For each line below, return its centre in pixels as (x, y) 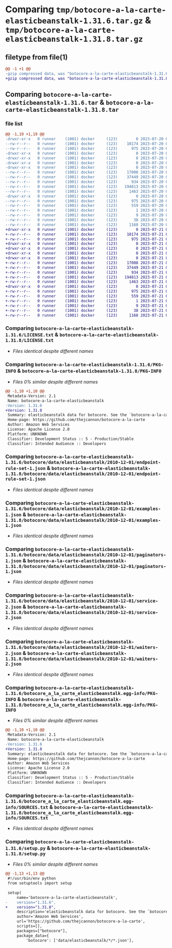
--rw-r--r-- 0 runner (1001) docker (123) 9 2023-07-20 (84, 215)
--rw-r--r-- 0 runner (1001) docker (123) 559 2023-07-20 (84, 206)
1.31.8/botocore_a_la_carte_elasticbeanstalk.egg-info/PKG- (82, 705)
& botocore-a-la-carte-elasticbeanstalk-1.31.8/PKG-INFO (89, 371)
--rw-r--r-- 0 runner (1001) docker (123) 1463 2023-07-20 (84, 191)
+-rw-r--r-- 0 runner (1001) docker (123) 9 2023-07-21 (84, 306)
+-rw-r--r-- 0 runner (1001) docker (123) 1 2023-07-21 (84, 301)
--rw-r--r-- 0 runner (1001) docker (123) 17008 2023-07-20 (84, 173)
